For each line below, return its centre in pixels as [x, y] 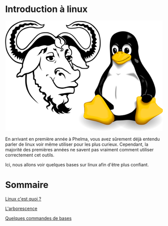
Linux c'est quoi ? [23, 198]
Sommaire [27, 185]
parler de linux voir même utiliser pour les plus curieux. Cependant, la [77, 144]
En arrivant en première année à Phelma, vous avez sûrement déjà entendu [82, 139]
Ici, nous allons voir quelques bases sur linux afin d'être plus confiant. [77, 164]
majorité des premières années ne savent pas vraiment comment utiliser [79, 149]
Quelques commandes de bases [38, 218]
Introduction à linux [46, 9]
